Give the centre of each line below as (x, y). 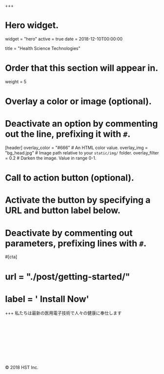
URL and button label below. (63, 210)
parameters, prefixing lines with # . (76, 243)
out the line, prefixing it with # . (68, 134)
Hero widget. (32, 25)
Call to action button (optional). (70, 178)
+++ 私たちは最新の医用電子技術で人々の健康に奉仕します (63, 313)
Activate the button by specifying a (78, 200)
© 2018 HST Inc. (22, 368)
